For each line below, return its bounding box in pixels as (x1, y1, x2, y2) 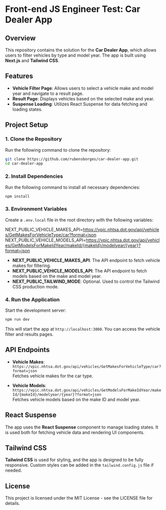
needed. (5, 467, 22, 473)
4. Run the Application (5, 296, 60, 303)
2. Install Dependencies (5, 173, 63, 180)
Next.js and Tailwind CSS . (5, 58, 59, 63)
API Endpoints (5, 345, 50, 354)
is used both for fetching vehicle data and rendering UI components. (5, 429, 145, 435)
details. (5, 501, 20, 507)
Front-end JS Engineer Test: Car (5, 3, 140, 15)
